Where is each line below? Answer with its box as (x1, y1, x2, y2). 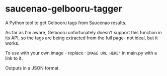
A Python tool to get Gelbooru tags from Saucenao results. (5, 20, 127, 26)
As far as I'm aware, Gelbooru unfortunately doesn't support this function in (5, 29, 162, 35)
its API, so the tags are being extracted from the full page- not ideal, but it (5, 35, 158, 41)
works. (5, 40, 20, 46)
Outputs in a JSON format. (5, 65, 60, 71)
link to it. (5, 55, 23, 61)
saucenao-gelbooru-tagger (5, 3, 122, 15)
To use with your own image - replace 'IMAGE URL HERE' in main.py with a (5, 50, 157, 56)
